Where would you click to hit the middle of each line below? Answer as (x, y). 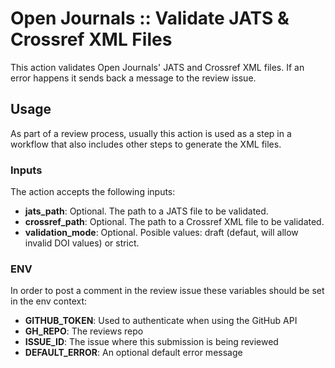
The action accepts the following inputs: (93, 192)
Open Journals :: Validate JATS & (150, 18)
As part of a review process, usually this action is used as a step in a (151, 133)
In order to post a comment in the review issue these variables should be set (167, 291)
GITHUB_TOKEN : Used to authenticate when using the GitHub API (161, 321)
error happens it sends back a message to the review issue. (133, 78)
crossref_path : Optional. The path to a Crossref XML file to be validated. (174, 222)
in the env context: (49, 301)
